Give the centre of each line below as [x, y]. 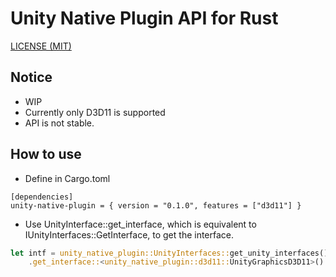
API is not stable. [59, 123]
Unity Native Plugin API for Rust [144, 18]
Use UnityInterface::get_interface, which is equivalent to [140, 224]
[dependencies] [42, 197]
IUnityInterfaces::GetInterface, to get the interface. [129, 234]
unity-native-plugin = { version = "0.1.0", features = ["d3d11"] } [156, 205]
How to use [46, 154]
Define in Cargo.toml [67, 178]
